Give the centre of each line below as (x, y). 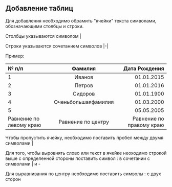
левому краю (25, 125)
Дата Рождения (144, 68)
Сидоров (84, 93)
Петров (84, 85)
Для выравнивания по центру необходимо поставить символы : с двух (83, 174)
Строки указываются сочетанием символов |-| (57, 46)
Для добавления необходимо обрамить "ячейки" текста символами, (81, 20)
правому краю (146, 125)
